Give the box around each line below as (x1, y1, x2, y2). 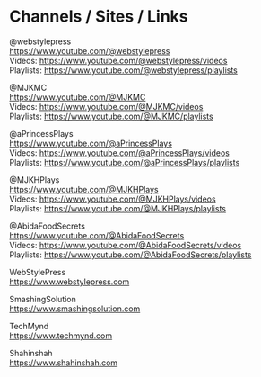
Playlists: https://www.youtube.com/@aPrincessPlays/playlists (9, 157, 240, 167)
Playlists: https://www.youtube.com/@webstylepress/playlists (9, 65, 238, 76)
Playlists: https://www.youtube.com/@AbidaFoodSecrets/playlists (9, 249, 252, 260)
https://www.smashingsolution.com (9, 303, 141, 314)
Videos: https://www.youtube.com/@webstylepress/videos (9, 55, 228, 66)
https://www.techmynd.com (9, 330, 113, 341)
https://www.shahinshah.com (9, 357, 118, 368)
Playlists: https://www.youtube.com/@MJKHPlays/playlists (9, 202, 227, 213)
